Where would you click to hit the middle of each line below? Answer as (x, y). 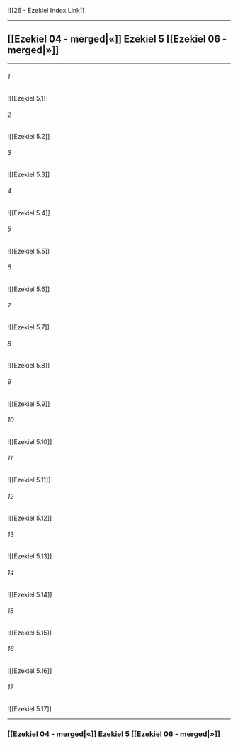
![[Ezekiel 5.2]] (29, 137)
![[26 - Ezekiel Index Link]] (46, 10)
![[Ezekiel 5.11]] (29, 480)
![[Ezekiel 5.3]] (29, 175)
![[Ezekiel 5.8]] (29, 366)
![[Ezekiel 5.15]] (29, 633)
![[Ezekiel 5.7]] (28, 327)
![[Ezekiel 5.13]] (30, 556)
